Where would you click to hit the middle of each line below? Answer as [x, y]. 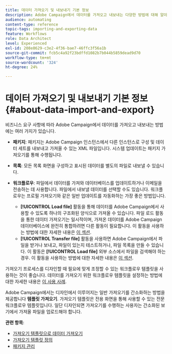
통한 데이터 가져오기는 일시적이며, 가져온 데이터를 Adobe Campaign [94, 220]
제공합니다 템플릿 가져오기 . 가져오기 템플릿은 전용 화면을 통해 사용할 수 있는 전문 [85, 299]
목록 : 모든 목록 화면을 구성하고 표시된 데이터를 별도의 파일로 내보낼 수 [82, 166]
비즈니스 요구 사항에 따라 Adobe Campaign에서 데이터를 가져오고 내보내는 [80, 125]
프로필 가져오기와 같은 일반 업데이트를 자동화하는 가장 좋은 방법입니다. [96, 196]
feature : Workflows [26, 34]
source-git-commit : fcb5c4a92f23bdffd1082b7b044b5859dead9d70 [73, 53]
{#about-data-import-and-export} [80, 110]
